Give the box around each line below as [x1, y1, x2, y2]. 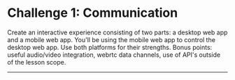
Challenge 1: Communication [7, 5, 178, 21]
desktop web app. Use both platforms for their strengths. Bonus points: [7, 43, 213, 51]
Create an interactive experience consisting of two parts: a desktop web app [7, 28, 228, 36]
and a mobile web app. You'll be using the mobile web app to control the [7, 35, 215, 44]
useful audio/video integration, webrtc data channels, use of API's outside [7, 51, 221, 59]
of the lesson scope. [7, 58, 66, 66]
